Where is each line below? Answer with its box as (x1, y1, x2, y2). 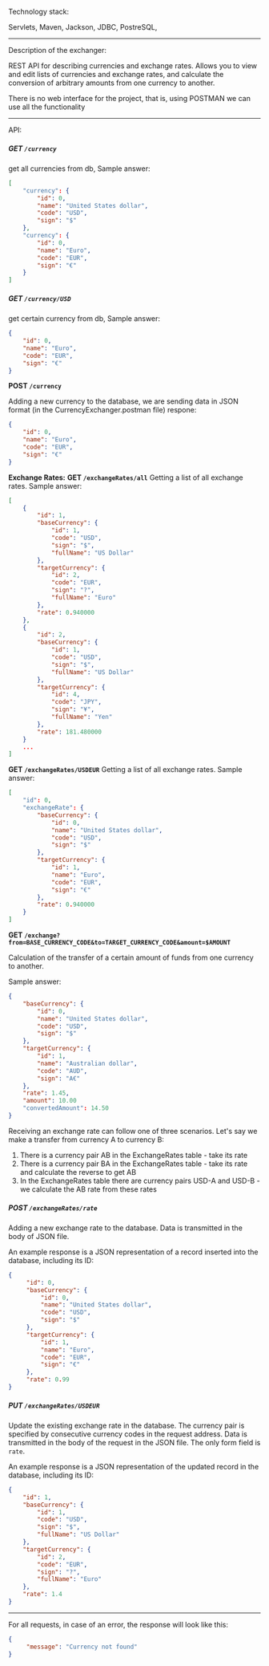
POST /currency (8, 381, 62, 391)
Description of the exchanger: (8, 46, 106, 55)
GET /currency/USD (8, 293, 71, 303)
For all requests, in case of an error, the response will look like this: (8, 1619, 228, 1629)
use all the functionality (8, 102, 86, 112)
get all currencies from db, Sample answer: (8, 164, 151, 173)
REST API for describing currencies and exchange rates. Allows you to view (8, 61, 258, 71)
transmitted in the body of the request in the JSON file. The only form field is (8, 1437, 261, 1447)
